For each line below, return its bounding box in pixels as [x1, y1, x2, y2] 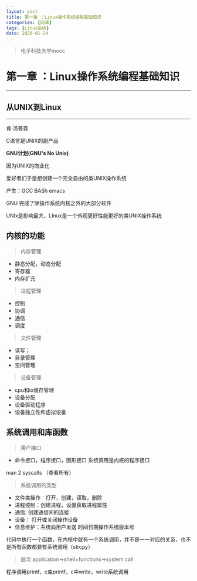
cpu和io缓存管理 [14, 386, 55, 394]
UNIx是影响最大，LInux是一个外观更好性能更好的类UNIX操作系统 [6, 212, 162, 219]
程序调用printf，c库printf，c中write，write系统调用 [6, 568, 129, 575]
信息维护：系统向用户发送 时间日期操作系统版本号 [14, 523, 135, 530]
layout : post [6, 8, 38, 15]
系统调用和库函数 [6, 427, 68, 438]
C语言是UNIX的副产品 [6, 137, 59, 144]
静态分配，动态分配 [14, 260, 62, 267]
